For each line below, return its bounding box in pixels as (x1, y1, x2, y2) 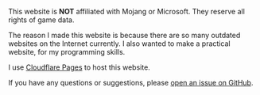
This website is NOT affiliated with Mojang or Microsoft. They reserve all (8, 7, 245, 16)
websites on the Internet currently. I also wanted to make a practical (8, 39, 231, 48)
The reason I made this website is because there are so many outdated (8, 31, 241, 40)
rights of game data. (8, 15, 75, 25)
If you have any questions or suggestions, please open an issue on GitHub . (8, 78, 254, 87)
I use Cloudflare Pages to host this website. (8, 63, 151, 72)
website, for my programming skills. (8, 47, 126, 56)
